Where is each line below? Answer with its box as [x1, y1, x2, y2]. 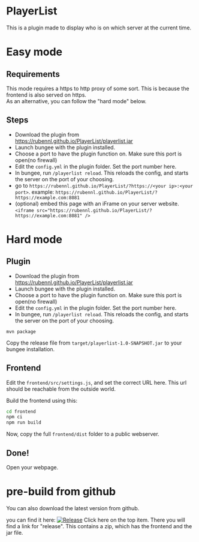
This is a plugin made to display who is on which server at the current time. [6, 24, 192, 31]
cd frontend [6, 408, 36, 415]
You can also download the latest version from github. [6, 504, 140, 511]
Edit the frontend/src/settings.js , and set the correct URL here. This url [6, 379, 187, 386]
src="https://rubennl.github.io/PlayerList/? [37, 207, 152, 214]
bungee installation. [6, 345, 55, 352]
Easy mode [6, 45, 63, 59]
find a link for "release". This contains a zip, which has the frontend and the [6, 522, 192, 529]
